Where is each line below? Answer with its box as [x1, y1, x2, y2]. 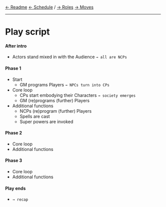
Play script [5, 26, 50, 38]
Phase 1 [5, 65, 21, 71]
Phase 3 [5, 157, 22, 163]
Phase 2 [5, 130, 22, 136]
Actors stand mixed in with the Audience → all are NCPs [12, 54, 127, 60]
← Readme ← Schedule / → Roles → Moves [5, 4, 94, 10]
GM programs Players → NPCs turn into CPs [19, 81, 110, 87]
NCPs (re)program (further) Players [19, 108, 92, 114]
